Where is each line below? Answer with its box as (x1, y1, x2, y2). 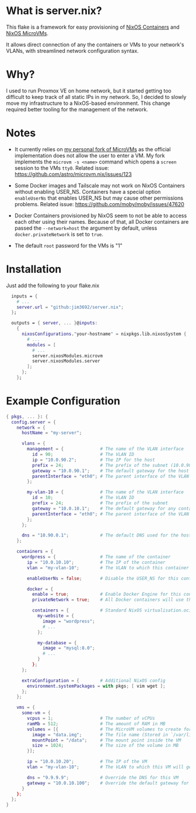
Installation (6, 262, 62, 276)
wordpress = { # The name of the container (21, 554, 171, 560)
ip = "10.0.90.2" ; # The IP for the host (32, 457, 156, 463)
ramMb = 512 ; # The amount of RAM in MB (27, 720, 166, 727)
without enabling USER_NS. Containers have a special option (14, 188, 161, 195)
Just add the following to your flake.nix (6, 282, 100, 289)
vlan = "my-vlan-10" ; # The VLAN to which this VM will (27, 764, 184, 770)
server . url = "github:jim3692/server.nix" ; (16, 304, 124, 310)
